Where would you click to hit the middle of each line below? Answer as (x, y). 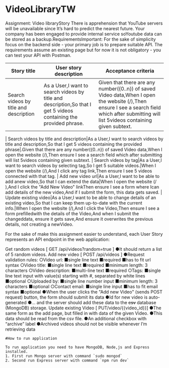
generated (16, 302)
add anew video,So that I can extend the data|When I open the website (79, 181)
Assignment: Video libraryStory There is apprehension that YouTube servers (84, 23)
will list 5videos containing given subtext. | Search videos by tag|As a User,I (83, 160)
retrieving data (20, 329)
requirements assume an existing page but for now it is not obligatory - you (83, 50)
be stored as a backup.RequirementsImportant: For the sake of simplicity (80, 39)
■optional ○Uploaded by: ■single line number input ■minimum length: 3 (81, 281)
